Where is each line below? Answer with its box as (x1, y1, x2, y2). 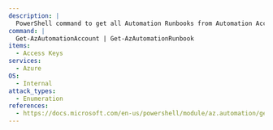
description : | (8, 11, 60, 20)
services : (8, 57, 42, 65)
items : (8, 42, 31, 50)
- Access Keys (15, 49, 63, 57)
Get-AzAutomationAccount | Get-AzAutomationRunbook (15, 34, 195, 43)
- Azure (15, 65, 42, 73)
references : (8, 102, 49, 110)
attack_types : (8, 86, 57, 95)
